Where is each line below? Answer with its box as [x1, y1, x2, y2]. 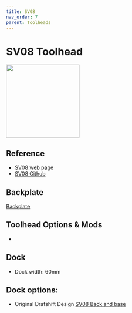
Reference [6, 148, 45, 159]
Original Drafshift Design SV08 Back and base [14, 301, 126, 308]
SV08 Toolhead [6, 45, 83, 58]
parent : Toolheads [6, 19, 51, 25]
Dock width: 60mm [14, 268, 61, 275]
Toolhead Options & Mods [6, 220, 103, 230]
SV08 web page [14, 164, 54, 171]
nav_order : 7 [6, 14, 38, 20]
